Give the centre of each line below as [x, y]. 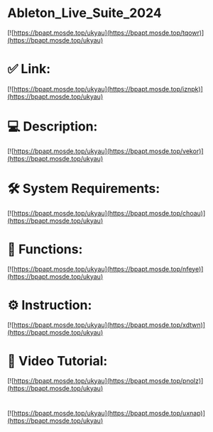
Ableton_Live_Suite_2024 [84, 13]
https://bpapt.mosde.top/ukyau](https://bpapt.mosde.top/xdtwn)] [110, 325]
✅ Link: [29, 69]
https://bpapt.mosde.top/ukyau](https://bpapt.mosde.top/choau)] [110, 213]
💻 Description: [53, 127]
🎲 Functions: [45, 249]
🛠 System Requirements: [84, 189]
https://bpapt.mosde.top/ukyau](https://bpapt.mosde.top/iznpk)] [109, 89]
